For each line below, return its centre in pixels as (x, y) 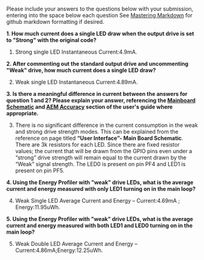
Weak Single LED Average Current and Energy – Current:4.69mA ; (97, 200)
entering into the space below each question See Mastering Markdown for (100, 15)
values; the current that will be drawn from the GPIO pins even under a (104, 151)
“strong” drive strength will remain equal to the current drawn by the (101, 157)
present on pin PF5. (40, 171)
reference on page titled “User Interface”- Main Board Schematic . (99, 138)
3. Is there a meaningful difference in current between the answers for (97, 94)
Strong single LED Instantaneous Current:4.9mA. (76, 52)
